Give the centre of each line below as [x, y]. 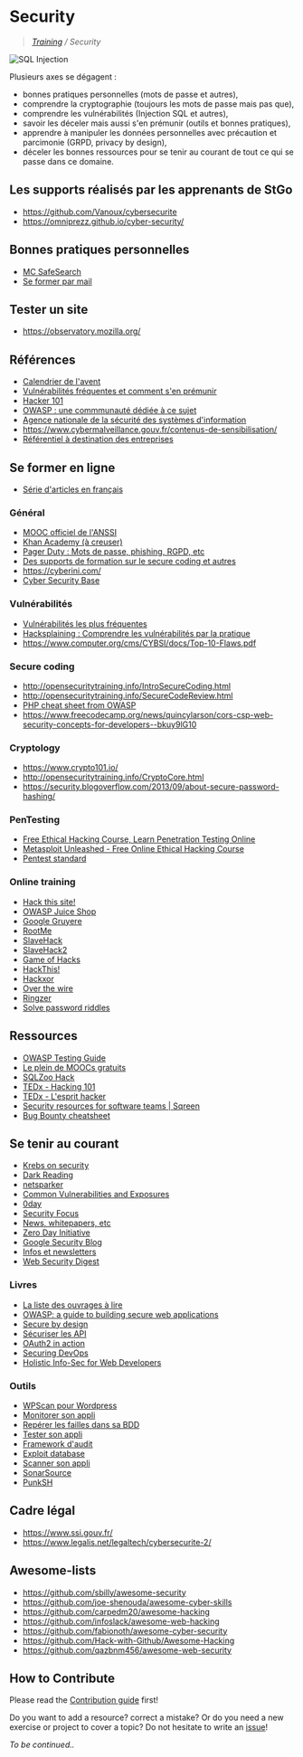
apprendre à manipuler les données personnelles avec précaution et [150, 132]
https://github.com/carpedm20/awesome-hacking [116, 1611]
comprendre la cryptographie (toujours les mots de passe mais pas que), [158, 104]
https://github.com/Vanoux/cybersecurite [100, 212]
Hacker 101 [43, 401]
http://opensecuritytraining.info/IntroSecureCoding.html [127, 685]
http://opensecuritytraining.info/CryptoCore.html [113, 777]
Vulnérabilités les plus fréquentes [85, 623]
